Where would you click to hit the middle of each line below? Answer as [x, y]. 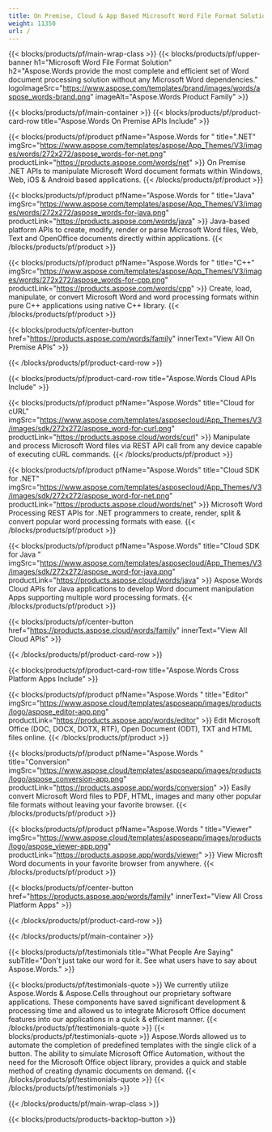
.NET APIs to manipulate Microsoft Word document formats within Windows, [136, 172]
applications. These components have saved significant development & [127, 1002]
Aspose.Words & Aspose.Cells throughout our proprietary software [120, 994]
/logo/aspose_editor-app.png [57, 712]
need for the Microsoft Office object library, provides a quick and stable [127, 1062]
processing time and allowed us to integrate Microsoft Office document [127, 1011]
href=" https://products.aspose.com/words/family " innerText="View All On [132, 339]
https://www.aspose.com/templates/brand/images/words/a [161, 88]
